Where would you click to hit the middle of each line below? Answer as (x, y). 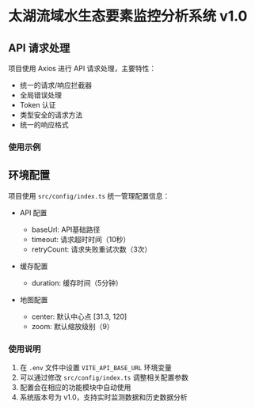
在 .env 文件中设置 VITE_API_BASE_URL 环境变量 (95, 368)
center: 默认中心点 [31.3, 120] (79, 316)
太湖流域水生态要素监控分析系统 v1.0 (128, 16)
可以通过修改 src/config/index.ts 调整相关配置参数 (104, 377)
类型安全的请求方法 (51, 115)
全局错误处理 (40, 95)
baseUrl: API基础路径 (66, 229)
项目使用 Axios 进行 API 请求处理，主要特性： (82, 68)
